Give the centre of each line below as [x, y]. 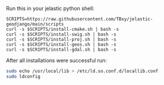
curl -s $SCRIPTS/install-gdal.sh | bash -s [61, 49]
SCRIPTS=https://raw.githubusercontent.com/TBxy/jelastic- [80, 19]
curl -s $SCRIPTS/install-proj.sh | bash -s [61, 40]
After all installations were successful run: [57, 60]
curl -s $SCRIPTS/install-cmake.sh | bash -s [62, 29]
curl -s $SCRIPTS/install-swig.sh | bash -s [61, 34]
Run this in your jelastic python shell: [50, 8]
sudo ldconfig [23, 76]
